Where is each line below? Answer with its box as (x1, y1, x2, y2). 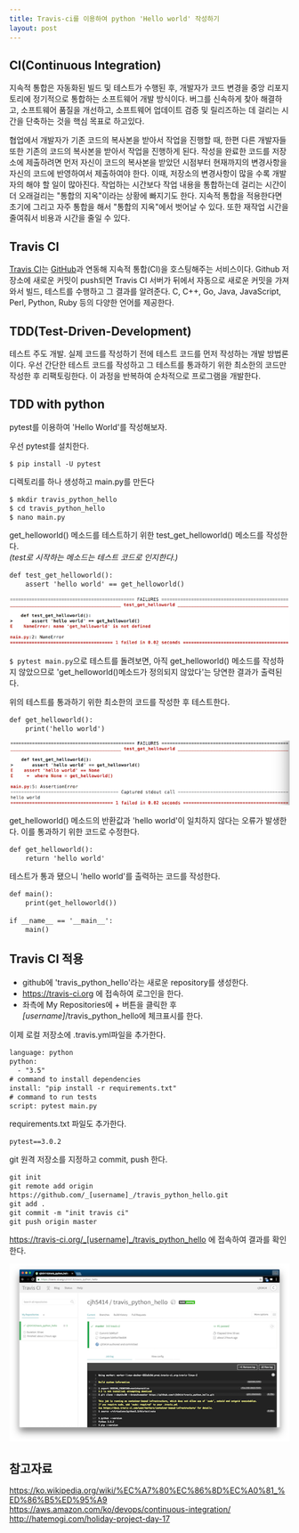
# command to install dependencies (9, 1075, 141, 1083)
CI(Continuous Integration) (9, 58, 162, 73)
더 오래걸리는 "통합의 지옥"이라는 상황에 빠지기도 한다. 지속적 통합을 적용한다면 (9, 191, 283, 201)
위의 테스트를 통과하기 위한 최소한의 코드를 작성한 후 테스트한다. (9, 697, 230, 708)
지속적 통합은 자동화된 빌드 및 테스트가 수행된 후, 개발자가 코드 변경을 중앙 (9, 83, 265, 93)
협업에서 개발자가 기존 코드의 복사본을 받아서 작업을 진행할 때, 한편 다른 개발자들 (9, 134, 287, 146)
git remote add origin (9, 1181, 93, 1190)
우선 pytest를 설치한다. (9, 441, 90, 451)
